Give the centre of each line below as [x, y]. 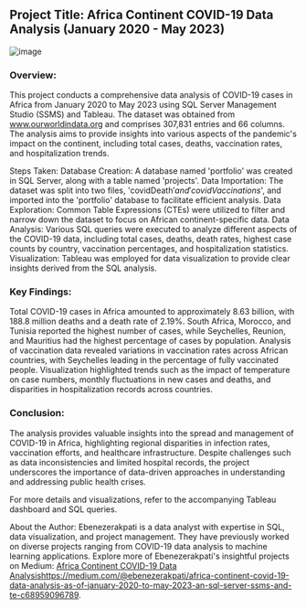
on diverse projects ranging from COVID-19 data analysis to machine [138, 546]
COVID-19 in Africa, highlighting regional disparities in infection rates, [140, 443]
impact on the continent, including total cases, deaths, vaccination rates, [146, 144]
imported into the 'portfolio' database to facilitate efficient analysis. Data [145, 200]
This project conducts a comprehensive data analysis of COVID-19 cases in [151, 95]
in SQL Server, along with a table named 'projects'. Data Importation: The [147, 181]
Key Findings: [41, 292]
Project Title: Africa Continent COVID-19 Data [142, 15]
